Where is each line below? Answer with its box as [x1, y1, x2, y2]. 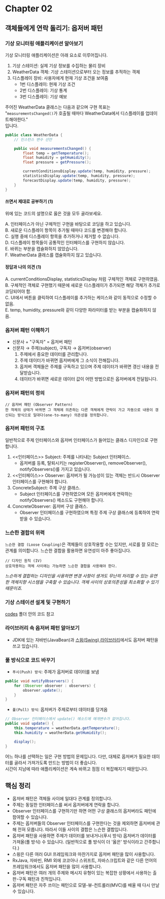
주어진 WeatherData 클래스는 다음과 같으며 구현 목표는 [5, 104, 111, 110]
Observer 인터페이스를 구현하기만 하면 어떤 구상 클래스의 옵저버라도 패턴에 [12, 808, 157, 814]
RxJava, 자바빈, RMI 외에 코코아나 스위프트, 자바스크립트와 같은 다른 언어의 [12, 857, 157, 863]
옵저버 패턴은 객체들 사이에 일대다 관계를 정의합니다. [12, 796, 112, 802]
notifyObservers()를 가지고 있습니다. [19, 466, 92, 472]
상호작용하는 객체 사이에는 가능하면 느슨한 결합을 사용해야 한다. [5, 564, 117, 569]
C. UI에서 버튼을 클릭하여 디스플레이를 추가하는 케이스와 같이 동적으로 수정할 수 [5, 294, 157, 300]
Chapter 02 [5, 3, 53, 14]
